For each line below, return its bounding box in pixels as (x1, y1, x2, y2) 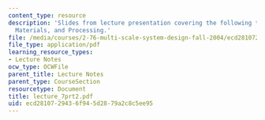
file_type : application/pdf (8, 41, 101, 49)
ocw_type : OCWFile (8, 63, 69, 71)
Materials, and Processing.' (15, 26, 111, 34)
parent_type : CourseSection (8, 77, 101, 85)
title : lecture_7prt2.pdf (8, 92, 93, 100)
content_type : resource (8, 11, 87, 20)
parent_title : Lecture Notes (8, 70, 104, 78)
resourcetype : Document (8, 84, 87, 93)
